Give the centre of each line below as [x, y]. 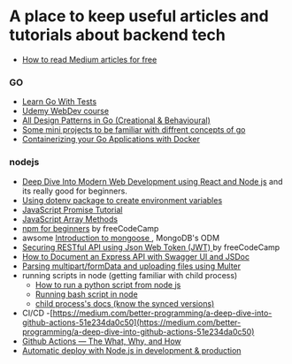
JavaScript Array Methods [69, 219]
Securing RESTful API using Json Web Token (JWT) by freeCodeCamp [151, 247]
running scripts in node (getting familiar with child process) [130, 275]
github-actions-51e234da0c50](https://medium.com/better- [131, 322]
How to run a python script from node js [108, 284]
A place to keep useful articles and [139, 16]
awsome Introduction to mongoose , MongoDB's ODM [120, 238]
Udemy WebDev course [65, 111]
